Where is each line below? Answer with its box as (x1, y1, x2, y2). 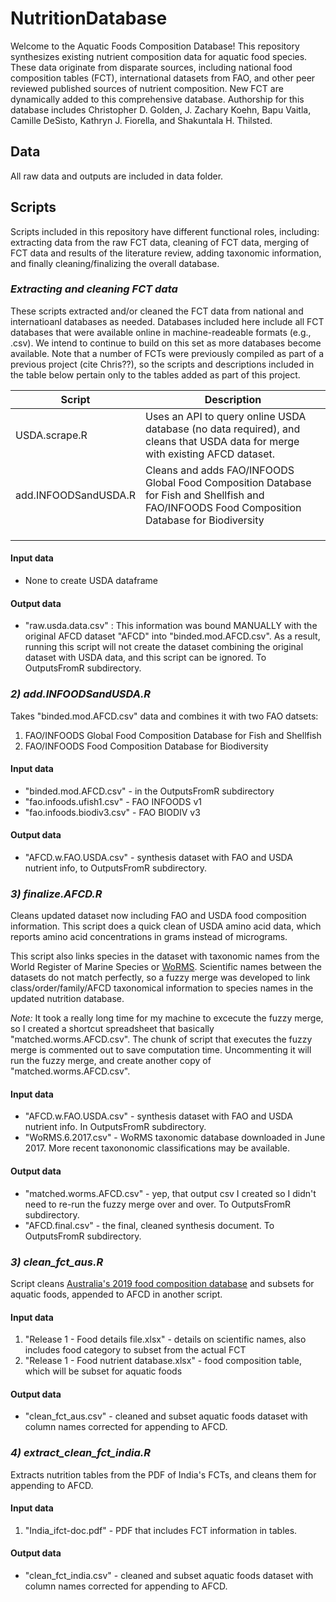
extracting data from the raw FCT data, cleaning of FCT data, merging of (10, 236, 310, 248)
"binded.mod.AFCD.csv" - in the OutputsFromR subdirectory (24, 785, 275, 797)
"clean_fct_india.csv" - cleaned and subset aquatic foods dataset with (24, 1570, 314, 1582)
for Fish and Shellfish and (145, 488, 265, 502)
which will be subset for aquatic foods (24, 1365, 183, 1377)
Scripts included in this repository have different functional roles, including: (10, 225, 320, 237)
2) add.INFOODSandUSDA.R (10, 687, 152, 701)
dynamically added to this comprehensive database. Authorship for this (10, 93, 305, 105)
